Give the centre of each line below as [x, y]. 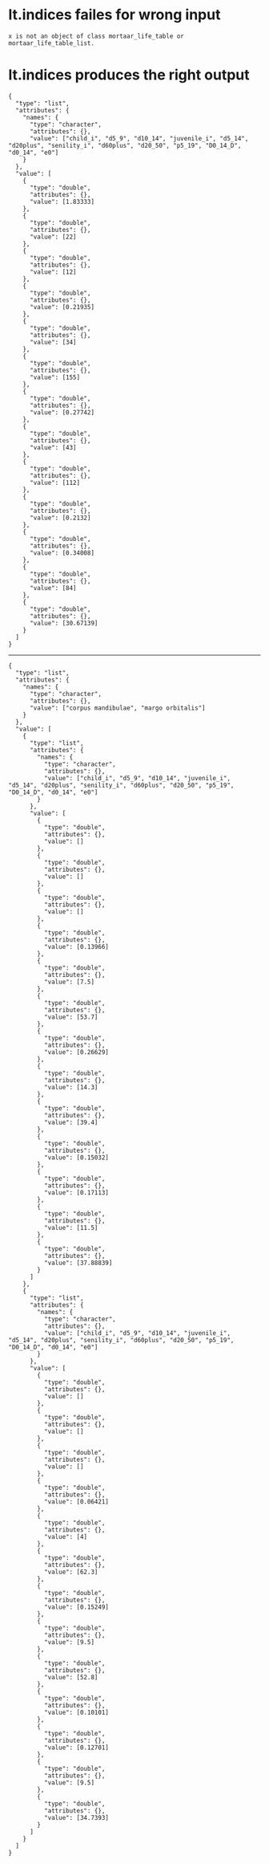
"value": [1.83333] [62, 201]
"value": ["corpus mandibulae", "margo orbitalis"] [117, 708]
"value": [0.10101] [76, 1712]
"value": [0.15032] [76, 1158]
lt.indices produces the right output [129, 75]
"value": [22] [53, 237]
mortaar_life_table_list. [51, 43]
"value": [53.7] [71, 1017]
